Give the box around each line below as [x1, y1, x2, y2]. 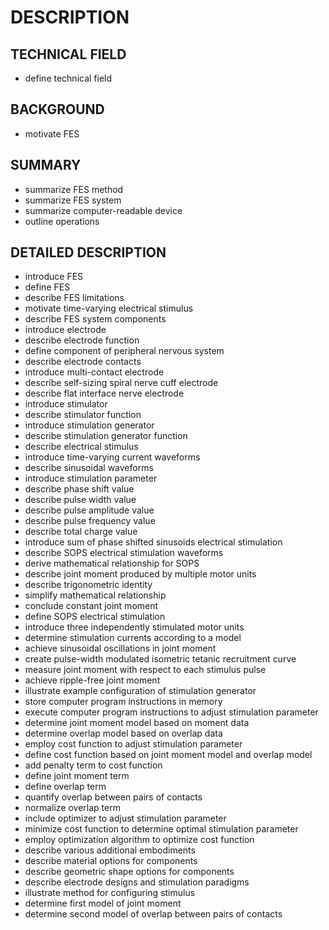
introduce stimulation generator [24, 419, 155, 431]
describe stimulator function [24, 409, 142, 421]
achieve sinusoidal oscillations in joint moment [24, 642, 217, 655]
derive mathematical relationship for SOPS [24, 557, 200, 570]
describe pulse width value [24, 494, 137, 506]
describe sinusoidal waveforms [24, 462, 154, 474]
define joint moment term [24, 770, 130, 782]
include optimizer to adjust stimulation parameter [24, 812, 227, 825]
